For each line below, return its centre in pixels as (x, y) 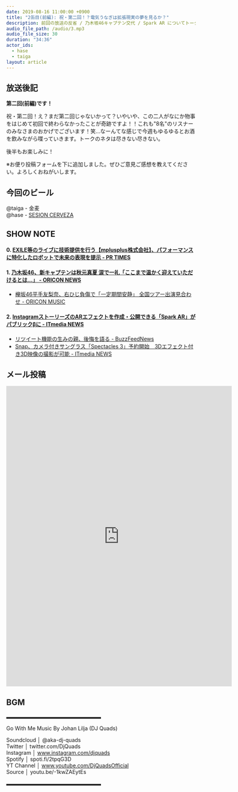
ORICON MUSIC (46, 302)
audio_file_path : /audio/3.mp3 (45, 29)
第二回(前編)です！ (29, 103)
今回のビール (30, 193)
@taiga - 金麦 (23, 209)
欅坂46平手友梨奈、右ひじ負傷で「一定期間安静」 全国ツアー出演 (95, 294)
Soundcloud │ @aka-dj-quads (44, 740)
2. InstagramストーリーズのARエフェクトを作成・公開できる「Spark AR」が (101, 317)
